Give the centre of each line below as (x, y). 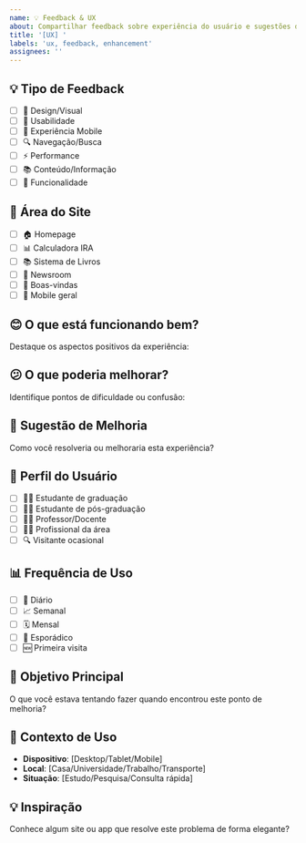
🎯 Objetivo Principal (67, 677)
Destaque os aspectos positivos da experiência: (99, 346)
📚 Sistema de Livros (61, 262)
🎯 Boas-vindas (50, 285)
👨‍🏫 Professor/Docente (64, 519)
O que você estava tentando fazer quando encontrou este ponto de (136, 699)
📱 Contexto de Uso (63, 737)
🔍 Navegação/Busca (62, 142)
